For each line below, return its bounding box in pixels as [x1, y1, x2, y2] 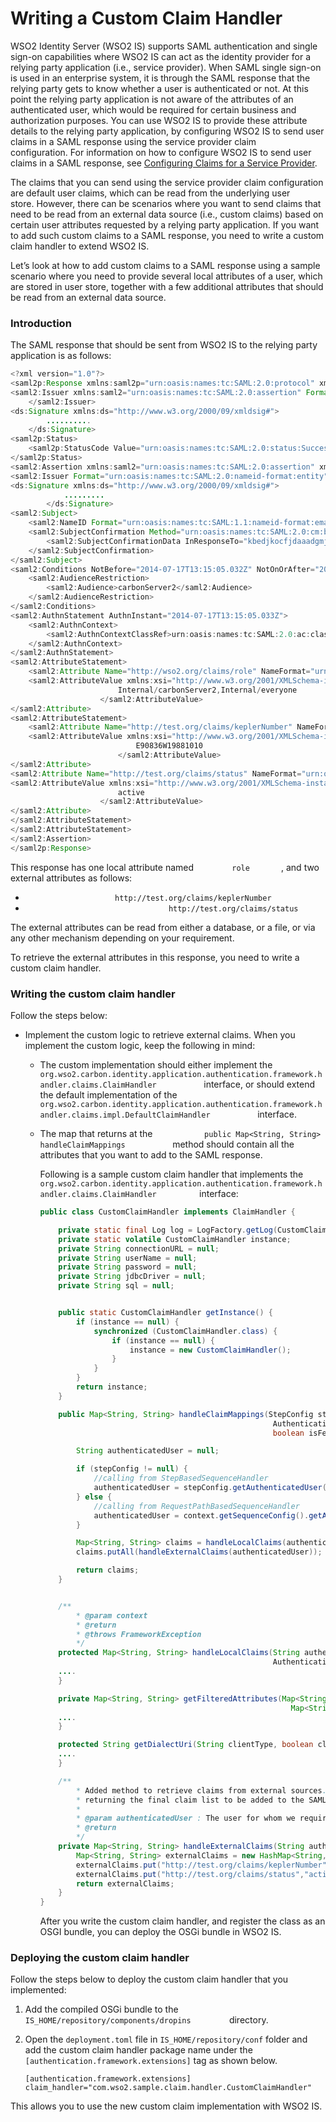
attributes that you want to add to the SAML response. [39, 1149, 263, 1161]
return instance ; [75, 1382, 148, 1392]
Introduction [10, 316, 72, 330]
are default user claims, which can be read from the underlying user [10, 187, 291, 199]
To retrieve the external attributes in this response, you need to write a [10, 951, 300, 963]
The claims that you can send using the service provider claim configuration [10, 176, 324, 188]
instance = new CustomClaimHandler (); [129, 1345, 292, 1355]
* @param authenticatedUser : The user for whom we [75, 1813, 296, 1824]
